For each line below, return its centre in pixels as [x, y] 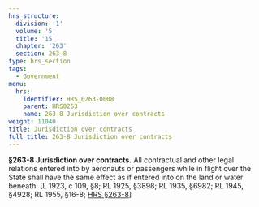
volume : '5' [36, 31]
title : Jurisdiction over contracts [70, 129]
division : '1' [39, 24]
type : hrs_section [39, 62]
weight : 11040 [32, 122]
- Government [38, 76]
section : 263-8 [41, 54]
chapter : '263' [41, 46]
